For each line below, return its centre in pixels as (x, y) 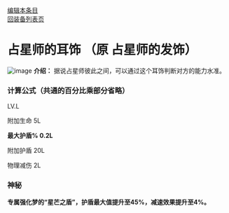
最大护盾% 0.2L (30, 136)
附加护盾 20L (26, 151)
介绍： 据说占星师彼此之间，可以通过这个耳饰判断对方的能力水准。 (130, 70)
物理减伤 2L (24, 165)
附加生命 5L (24, 121)
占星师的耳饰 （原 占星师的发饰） (102, 50)
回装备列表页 (26, 19)
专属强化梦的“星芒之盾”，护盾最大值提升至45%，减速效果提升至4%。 (109, 202)
